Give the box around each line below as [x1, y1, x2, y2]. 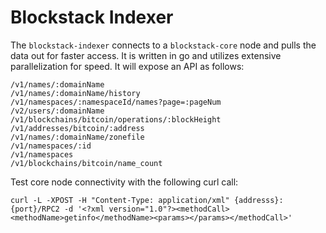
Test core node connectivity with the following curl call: [10, 176, 239, 188]
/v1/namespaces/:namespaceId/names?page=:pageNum [10, 97, 222, 107]
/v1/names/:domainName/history [10, 88, 141, 98]
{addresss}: [233, 195, 284, 205]
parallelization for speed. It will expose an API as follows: [10, 60, 245, 72]
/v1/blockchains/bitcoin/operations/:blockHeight [10, 114, 222, 125]
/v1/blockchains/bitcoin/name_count [10, 158, 163, 168]
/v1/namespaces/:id [10, 141, 92, 151]
